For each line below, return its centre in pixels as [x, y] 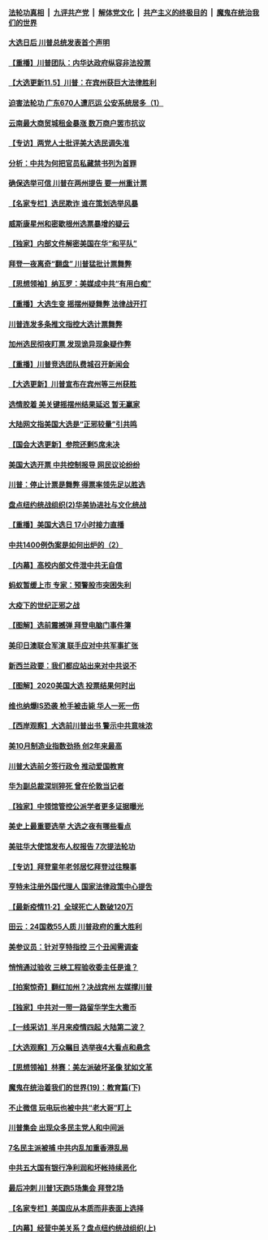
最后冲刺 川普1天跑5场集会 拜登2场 [66, 1188]
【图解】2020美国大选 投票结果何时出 [72, 685]
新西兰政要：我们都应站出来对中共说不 [72, 665]
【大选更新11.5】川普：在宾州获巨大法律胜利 [82, 83]
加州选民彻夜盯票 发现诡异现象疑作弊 [70, 344]
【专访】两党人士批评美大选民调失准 [69, 143]
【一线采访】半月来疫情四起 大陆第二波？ [77, 1027]
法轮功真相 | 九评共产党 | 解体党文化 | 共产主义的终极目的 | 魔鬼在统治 [130, 12]
